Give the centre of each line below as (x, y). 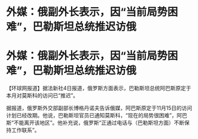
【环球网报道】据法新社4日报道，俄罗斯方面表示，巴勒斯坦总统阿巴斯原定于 (99, 88)
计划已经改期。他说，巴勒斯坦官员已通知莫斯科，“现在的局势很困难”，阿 (94, 115)
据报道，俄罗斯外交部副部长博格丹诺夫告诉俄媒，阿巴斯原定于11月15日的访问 (99, 108)
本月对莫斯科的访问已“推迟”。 (42, 95)
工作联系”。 (25, 130)
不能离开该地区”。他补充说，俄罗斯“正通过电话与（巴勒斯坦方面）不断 (99, 123)
